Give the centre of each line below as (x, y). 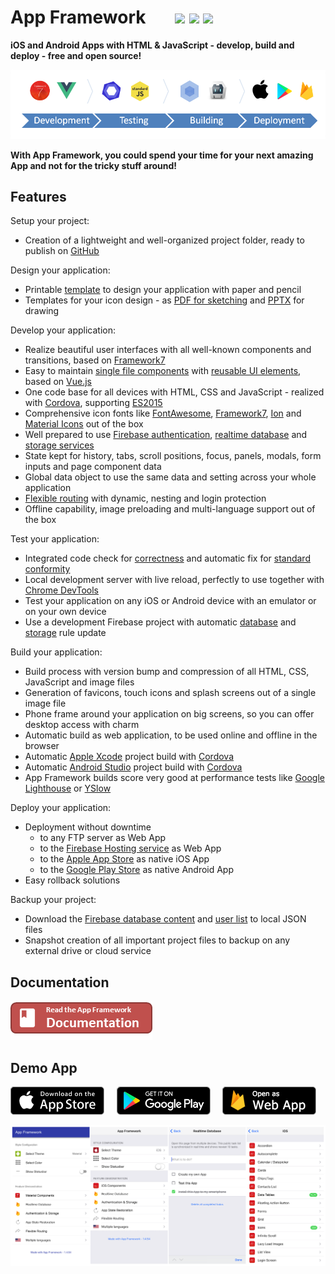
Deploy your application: (61, 808)
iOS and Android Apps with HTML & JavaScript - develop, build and (152, 45)
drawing (42, 311)
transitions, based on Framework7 (95, 360)
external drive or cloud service (88, 951)
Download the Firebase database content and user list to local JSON (165, 919)
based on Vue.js (58, 382)
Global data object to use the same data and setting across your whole (170, 477)
